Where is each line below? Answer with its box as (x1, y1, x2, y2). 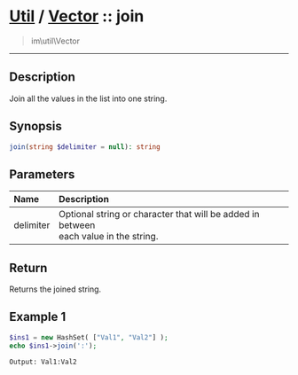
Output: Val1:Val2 (9, 357, 77, 366)
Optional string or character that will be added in (59, 208, 260, 221)
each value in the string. (59, 230, 159, 243)
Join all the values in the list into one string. (9, 93, 168, 104)
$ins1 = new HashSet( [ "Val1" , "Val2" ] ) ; (9, 332, 169, 342)
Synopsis (9, 119, 62, 134)
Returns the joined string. (9, 284, 102, 294)
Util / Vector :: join (9, 6, 145, 27)
